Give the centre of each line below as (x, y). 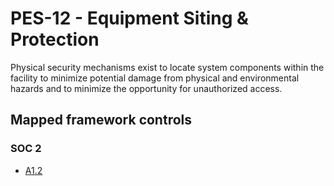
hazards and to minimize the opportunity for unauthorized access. (146, 88)
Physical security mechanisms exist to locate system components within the (167, 67)
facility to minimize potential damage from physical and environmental (155, 78)
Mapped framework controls (101, 120)
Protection (55, 39)
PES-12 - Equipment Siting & (129, 18)
